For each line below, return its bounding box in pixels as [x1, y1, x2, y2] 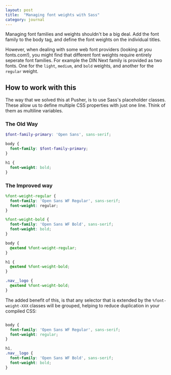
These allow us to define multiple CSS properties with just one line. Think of [5, 102, 166, 108]
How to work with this [5, 83, 77, 92]
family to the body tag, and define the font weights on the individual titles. [5, 36, 161, 43]
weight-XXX [5, 303, 29, 308]
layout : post [5, 7, 33, 13]
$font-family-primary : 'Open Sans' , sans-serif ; [5, 132, 111, 137]
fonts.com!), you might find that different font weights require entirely [5, 52, 152, 58]
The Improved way [5, 182, 53, 189]
